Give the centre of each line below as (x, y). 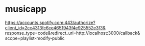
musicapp (26, 9)
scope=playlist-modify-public (35, 38)
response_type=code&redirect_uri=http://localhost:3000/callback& (73, 33)
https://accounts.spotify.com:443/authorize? (50, 23)
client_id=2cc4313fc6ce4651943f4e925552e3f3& (55, 27)
